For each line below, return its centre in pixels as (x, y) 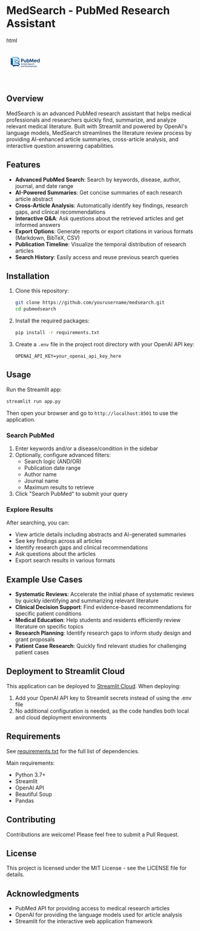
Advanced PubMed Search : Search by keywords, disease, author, (98, 180)
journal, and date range (44, 186)
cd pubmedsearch (35, 309)
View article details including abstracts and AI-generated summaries (101, 535)
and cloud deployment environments (61, 717)
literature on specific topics (49, 627)
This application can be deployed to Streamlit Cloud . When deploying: (93, 686)
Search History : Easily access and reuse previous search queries (97, 257)
